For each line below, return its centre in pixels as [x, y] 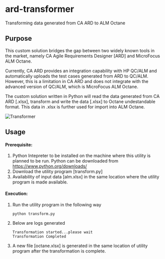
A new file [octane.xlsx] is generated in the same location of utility [80, 246]
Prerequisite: [19, 145]
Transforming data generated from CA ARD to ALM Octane [65, 23]
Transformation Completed [39, 236]
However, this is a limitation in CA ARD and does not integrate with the [77, 81]
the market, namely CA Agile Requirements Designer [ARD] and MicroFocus [83, 56]
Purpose [19, 39]
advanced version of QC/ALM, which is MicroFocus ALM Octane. [72, 86]
